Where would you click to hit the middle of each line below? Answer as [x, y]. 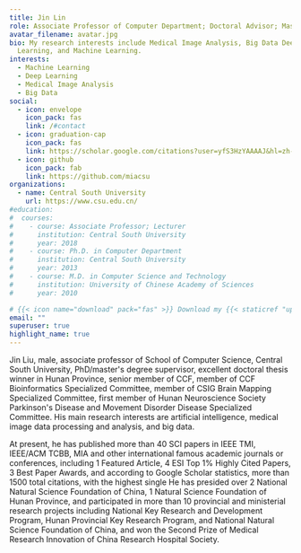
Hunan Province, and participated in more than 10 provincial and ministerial [148, 501]
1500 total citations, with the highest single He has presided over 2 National [149, 482]
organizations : [38, 185]
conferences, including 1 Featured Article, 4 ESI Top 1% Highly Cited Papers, [150, 463]
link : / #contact [56, 127]
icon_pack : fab [54, 168]
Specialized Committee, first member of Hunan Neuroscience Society [138, 398]
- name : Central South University [82, 193]
